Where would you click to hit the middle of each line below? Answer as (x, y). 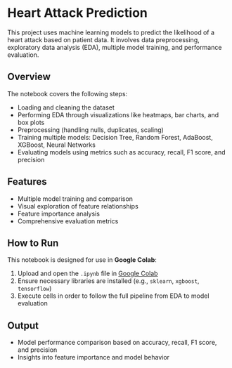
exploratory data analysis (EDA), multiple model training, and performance (115, 47)
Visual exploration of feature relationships (78, 206)
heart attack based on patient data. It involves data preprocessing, (104, 39)
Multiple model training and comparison (75, 199)
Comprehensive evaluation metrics (68, 221)
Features (27, 182)
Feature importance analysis (59, 213)
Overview (29, 77)
